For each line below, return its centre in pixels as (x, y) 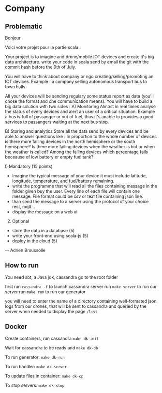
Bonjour (13, 38)
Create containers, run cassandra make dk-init (52, 338)
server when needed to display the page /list (51, 311)
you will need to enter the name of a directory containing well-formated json (81, 301)
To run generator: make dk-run (35, 357)
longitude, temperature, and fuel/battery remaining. (63, 181)
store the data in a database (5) (43, 230)
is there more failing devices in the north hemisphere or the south (70, 141)
